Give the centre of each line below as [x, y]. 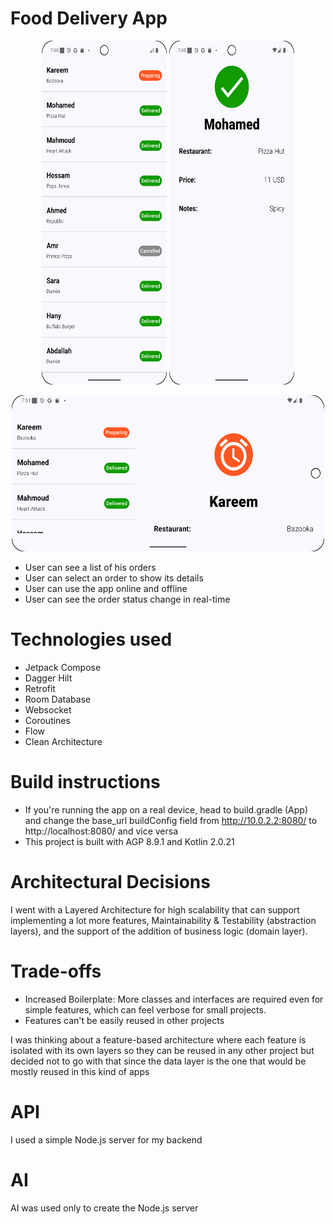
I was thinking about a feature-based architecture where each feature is [158, 1039]
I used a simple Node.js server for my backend [106, 1139]
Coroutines [47, 720]
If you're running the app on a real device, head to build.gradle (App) [166, 809]
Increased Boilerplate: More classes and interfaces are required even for [174, 999]
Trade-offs [56, 971]
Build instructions [85, 782]
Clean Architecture [63, 741]
